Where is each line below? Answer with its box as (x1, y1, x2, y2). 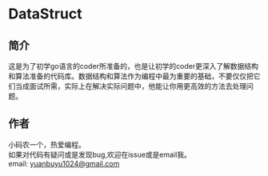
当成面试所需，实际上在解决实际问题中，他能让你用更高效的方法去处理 (14, 82, 246, 90)
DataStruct (8, 5, 82, 23)
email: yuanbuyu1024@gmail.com (8, 158, 120, 168)
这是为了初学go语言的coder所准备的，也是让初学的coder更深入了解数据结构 (8, 62, 258, 70)
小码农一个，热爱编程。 (8, 139, 86, 149)
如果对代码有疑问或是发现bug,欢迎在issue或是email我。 (8, 150, 192, 159)
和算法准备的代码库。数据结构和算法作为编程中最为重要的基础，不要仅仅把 (8, 71, 254, 81)
